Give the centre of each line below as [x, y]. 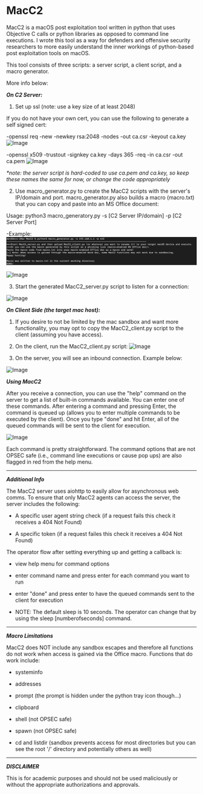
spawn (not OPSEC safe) [46, 731]
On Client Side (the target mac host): [53, 310]
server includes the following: [43, 504]
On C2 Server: [24, 95]
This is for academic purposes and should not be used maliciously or [92, 778]
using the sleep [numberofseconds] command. [73, 618]
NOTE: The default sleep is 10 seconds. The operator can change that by [105, 612]
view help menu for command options [62, 564]
